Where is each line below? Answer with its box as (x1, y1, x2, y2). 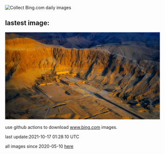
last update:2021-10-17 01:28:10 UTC (5, 134, 80, 140)
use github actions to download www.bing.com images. (5, 124, 118, 130)
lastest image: (5, 19, 50, 27)
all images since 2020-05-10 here (5, 143, 74, 150)
